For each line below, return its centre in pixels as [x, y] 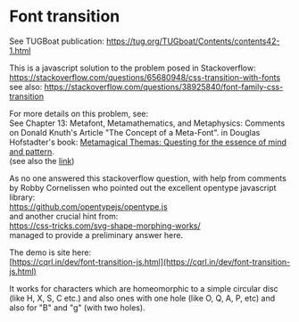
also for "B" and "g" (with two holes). [77, 307]
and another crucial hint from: [64, 216]
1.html [20, 50]
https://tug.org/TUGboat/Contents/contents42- [193, 41]
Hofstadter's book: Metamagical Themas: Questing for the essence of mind [148, 142]
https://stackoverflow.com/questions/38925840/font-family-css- [164, 87]
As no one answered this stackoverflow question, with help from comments [148, 178]
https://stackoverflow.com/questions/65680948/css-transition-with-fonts [145, 77]
